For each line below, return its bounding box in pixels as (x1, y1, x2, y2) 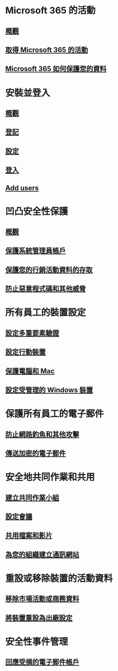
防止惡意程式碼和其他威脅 (5, 284, 86, 293)
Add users (5, 184, 39, 192)
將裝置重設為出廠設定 (5, 613, 73, 622)
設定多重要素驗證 (5, 328, 59, 338)
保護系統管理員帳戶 (5, 247, 66, 255)
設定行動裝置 (5, 348, 46, 356)
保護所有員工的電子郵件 (5, 408, 104, 420)
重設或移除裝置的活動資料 (5, 572, 113, 584)
